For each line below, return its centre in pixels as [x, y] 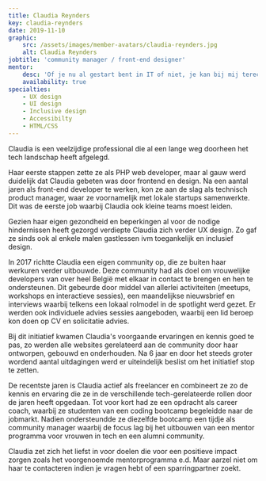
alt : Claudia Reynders [60, 52]
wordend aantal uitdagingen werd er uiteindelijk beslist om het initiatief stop [131, 361]
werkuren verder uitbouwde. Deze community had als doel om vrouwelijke [129, 270]
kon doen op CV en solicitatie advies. [69, 321]
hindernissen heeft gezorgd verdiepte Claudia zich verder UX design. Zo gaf [133, 230]
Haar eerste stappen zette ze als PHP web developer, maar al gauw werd [127, 172]
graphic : [23, 38]
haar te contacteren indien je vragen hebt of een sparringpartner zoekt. [125, 468]
